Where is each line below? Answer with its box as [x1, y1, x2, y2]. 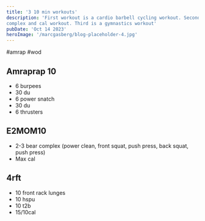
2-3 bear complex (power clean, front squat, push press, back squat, [15, 142, 189, 150]
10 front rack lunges [15, 189, 66, 196]
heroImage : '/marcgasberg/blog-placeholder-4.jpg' [6, 32, 138, 38]
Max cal [15, 155, 35, 162]
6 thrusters [15, 108, 43, 115]
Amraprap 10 [6, 66, 57, 76]
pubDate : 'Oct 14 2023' [6, 26, 67, 32]
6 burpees [15, 82, 41, 89]
